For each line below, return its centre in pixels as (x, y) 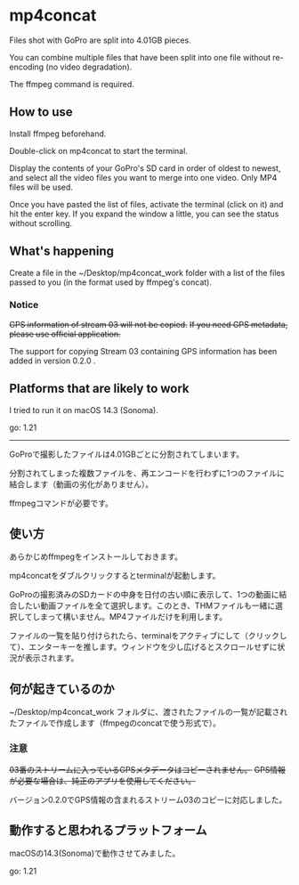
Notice (24, 305)
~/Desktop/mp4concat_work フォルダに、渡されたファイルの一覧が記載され (148, 712)
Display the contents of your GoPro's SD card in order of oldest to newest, (145, 168)
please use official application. (65, 334)
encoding (27, 67)
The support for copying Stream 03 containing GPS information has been (143, 351)
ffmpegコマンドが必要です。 (61, 503)
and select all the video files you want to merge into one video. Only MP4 (143, 177)
